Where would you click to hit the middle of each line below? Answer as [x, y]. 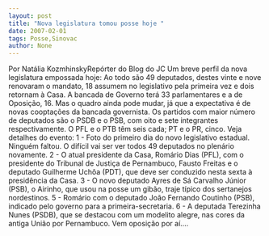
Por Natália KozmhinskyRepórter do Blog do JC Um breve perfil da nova [128, 69]
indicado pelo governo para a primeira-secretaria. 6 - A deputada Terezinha [134, 206]
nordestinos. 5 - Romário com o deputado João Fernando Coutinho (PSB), [132, 198]
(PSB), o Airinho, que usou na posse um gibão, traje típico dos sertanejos [130, 189]
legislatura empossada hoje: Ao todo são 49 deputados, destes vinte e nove [135, 78]
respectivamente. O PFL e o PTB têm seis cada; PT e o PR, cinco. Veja [125, 129]
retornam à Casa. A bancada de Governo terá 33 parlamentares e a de [126, 95]
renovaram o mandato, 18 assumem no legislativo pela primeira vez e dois [131, 86]
